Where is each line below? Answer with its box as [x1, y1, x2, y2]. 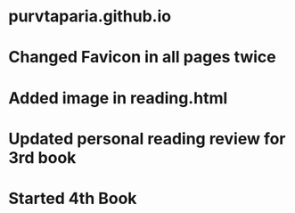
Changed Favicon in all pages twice [8, 47, 277, 68]
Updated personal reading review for [8, 128, 286, 149]
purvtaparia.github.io [8, 6, 171, 27]
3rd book [8, 147, 77, 168]
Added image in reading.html [8, 87, 228, 108]
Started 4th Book [8, 188, 137, 209]
